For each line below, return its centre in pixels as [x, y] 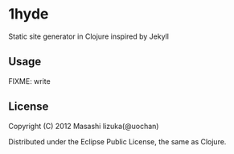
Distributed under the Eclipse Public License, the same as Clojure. [117, 141]
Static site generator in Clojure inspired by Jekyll [88, 36]
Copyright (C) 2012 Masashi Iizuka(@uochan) [84, 126]
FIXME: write [29, 81]
